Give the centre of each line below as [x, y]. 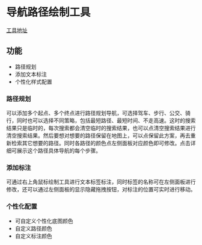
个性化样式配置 [33, 81]
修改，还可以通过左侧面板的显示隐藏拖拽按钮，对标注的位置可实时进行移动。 [101, 190]
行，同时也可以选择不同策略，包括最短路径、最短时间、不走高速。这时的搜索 [101, 120]
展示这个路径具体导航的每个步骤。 [59, 150]
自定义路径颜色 [33, 228]
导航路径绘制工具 [49, 12]
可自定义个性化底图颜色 [44, 221]
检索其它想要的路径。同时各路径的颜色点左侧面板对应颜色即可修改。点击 [101, 143]
